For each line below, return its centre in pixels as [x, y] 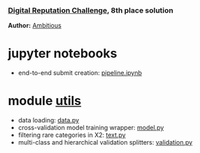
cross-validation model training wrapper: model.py [91, 128]
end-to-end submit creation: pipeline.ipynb [80, 73]
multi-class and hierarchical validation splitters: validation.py [105, 143]
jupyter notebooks [63, 54]
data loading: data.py [49, 120]
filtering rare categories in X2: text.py [72, 135]
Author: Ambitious [35, 26]
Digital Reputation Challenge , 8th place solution [91, 10]
